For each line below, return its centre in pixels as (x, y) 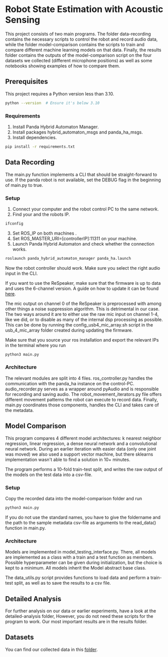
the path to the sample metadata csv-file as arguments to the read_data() (81, 522)
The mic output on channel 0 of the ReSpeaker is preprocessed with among (83, 303)
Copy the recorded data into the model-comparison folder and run (74, 498)
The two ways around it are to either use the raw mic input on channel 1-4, (82, 314)
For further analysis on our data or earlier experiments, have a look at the (81, 611)
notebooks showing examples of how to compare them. (63, 66)
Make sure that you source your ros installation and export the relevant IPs (82, 340)
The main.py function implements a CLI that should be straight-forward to (81, 174)
